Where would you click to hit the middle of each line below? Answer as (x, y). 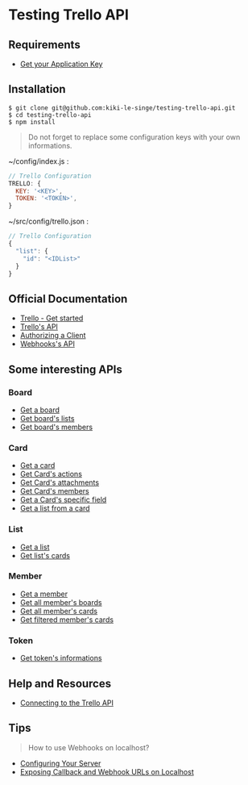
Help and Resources (60, 683)
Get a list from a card (55, 508)
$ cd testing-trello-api (50, 115)
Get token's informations (61, 658)
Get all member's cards (59, 611)
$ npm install (32, 122)
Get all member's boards (61, 602)
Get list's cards (45, 555)
